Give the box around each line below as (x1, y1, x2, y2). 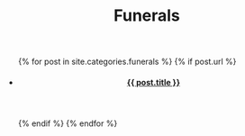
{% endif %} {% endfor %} (17, 118, 118, 129)
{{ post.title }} (126, 77, 180, 87)
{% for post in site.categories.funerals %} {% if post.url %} (17, 56, 237, 68)
